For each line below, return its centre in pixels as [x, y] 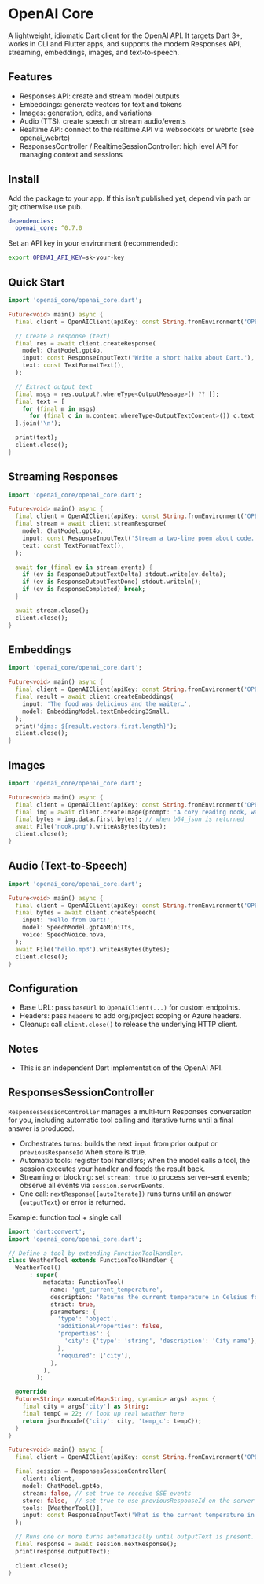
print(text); [37, 438]
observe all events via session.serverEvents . [92, 1185]
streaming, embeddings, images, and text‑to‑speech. [94, 52]
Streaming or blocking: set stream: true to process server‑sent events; [134, 1176]
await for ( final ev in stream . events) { [84, 567]
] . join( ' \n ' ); [38, 423]
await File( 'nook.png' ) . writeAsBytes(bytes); [91, 827]
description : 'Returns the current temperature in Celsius [148, 1297]
